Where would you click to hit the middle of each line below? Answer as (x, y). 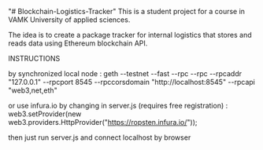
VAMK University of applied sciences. (69, 20)
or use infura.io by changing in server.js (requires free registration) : (118, 106)
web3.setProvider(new (45, 114)
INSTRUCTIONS (34, 59)
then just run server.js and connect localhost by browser (100, 137)
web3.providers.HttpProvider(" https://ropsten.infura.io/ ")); (103, 122)
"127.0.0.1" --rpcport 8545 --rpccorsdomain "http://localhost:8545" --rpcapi (132, 82)
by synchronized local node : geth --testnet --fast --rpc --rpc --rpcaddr (125, 73)
